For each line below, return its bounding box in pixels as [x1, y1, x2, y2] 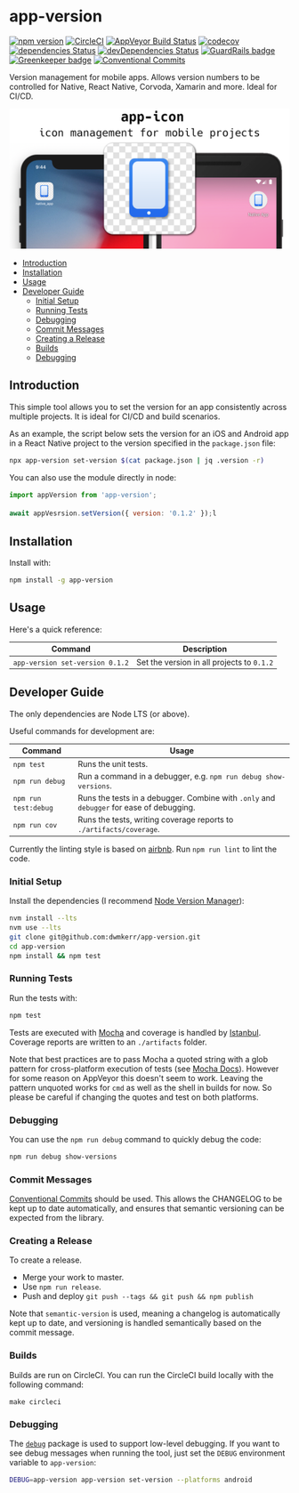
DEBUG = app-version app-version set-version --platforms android [9, 1475, 253, 1485]
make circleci [9, 1397, 62, 1407]
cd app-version [9, 941, 66, 951]
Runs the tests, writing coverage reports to [77, 814, 234, 825]
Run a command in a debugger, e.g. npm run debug [77, 771, 263, 781]
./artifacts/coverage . [77, 824, 160, 835]
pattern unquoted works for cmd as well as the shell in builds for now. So [9, 1082, 272, 1093]
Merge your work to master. [21, 1272, 125, 1283]
